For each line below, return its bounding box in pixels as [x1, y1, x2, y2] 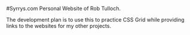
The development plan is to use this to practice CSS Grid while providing [6, 16, 185, 23]
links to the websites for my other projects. [6, 23, 112, 29]
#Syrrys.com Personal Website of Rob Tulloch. [6, 5, 121, 12]
